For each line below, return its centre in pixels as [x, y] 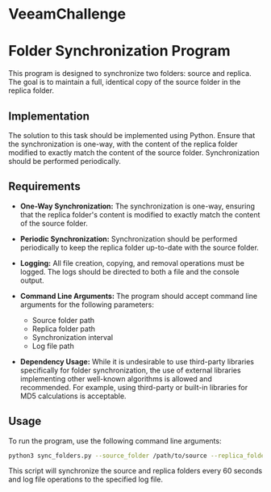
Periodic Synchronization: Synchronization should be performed [129, 238]
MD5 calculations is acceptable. [73, 396]
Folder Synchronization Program [120, 51]
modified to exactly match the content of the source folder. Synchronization [134, 152]
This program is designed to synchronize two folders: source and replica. [130, 74]
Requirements [44, 187]
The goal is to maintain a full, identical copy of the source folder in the [125, 82]
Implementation [49, 116]
